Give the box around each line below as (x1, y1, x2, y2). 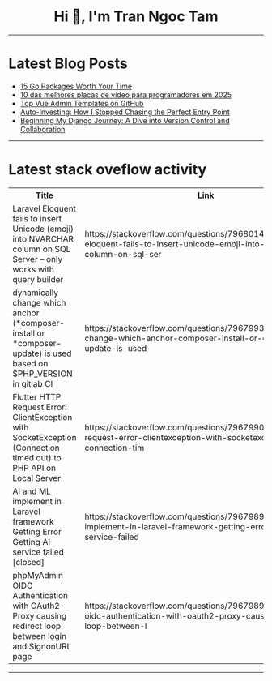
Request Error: (12, 401, 67, 413)
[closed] (12, 556, 45, 567)
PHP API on (12, 462, 57, 473)
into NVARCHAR (12, 233, 74, 244)
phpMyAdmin (12, 569, 63, 580)
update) (12, 348, 43, 359)
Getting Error (12, 526, 62, 538)
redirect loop (12, 620, 62, 632)
